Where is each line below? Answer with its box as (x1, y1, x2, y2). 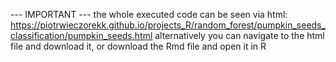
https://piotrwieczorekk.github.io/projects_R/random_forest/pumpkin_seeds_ (10, 19, 326, 31)
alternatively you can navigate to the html (154, 30, 325, 41)
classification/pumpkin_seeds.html (10, 30, 153, 41)
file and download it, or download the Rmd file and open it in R (10, 40, 267, 52)
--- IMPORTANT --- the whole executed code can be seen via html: (10, 9, 288, 20)
